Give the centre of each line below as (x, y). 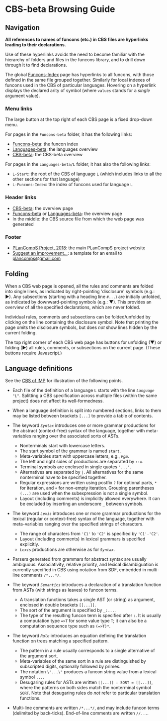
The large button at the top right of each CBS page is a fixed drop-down (79, 119)
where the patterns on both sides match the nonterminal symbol (85, 687)
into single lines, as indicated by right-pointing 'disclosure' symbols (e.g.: (80, 291)
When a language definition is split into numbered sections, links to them (87, 410)
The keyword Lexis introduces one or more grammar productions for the (86, 513)
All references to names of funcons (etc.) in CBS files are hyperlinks (77, 39)
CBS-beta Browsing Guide (60, 9)
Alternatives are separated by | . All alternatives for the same (82, 472)
